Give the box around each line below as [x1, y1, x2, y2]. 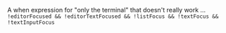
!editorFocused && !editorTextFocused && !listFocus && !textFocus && [7, 13, 219, 20]
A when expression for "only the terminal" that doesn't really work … [7, 6, 206, 14]
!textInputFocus [7, 19, 55, 26]
